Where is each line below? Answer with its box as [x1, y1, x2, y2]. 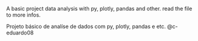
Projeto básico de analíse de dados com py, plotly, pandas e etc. [6, 23, 166, 30]
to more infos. [6, 11, 41, 18]
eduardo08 [6, 29, 34, 36]
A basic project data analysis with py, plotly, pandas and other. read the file [6, 5, 193, 12]
